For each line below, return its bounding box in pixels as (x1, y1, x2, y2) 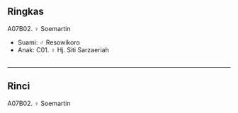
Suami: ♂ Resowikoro (17, 38, 80, 47)
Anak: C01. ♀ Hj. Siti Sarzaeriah (17, 45, 110, 54)
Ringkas (7, 6, 44, 18)
